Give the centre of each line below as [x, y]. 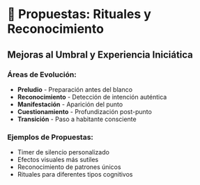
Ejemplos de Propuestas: [51, 137]
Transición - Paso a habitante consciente [77, 119]
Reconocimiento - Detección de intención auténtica [92, 97]
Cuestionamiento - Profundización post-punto [84, 111]
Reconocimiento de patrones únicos [69, 167]
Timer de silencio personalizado [63, 152]
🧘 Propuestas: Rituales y [79, 14]
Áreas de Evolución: [42, 74]
